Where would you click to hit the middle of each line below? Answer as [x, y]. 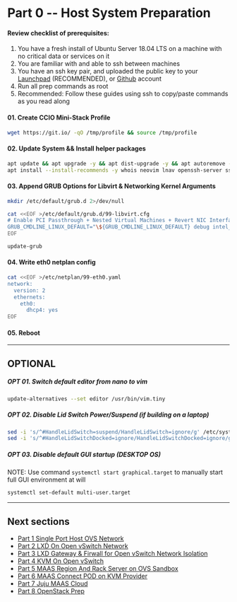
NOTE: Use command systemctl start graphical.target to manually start [115, 473]
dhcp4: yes [42, 310]
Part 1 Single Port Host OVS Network [71, 538]
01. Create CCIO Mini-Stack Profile [59, 117]
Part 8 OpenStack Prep [51, 591]
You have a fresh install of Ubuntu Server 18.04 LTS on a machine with [120, 49]
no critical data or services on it [63, 56]
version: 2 [30, 290]
